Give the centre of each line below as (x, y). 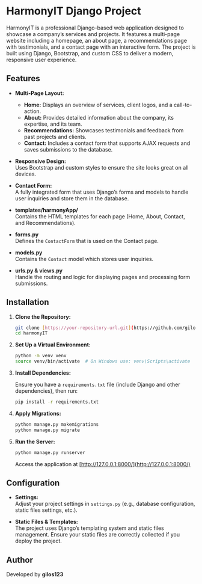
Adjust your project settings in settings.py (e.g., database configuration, (105, 504)
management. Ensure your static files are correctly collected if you (97, 535)
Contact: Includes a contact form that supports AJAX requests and (107, 143)
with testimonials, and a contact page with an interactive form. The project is (101, 47)
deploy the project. (38, 541)
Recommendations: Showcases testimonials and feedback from (104, 130)
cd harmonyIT (31, 333)
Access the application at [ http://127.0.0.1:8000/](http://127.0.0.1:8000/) (103, 464)
